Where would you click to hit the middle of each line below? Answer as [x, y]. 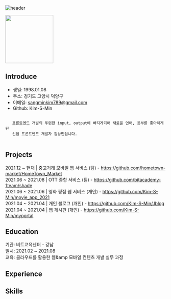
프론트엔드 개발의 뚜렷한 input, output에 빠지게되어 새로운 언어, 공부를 [80, 123]
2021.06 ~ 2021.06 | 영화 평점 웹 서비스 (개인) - [53, 191]
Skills [14, 292]
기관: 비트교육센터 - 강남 [30, 245]
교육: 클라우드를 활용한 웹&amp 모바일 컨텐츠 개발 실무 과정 [64, 257]
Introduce [21, 77]
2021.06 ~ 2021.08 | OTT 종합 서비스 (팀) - [49, 180]
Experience [24, 274]
